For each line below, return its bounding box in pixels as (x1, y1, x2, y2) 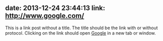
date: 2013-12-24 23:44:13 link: (5, 4, 105, 12)
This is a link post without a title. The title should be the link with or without (5, 25, 158, 31)
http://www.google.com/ (5, 12, 84, 20)
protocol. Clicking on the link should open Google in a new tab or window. (5, 30, 156, 36)
